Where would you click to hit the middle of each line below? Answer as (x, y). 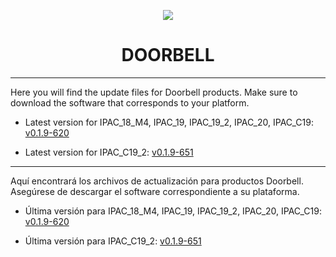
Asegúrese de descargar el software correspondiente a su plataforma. (155, 191)
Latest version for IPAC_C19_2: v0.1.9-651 (109, 152)
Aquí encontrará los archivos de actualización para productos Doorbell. (157, 181)
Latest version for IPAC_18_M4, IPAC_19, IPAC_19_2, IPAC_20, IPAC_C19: (169, 122)
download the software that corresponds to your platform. (130, 102)
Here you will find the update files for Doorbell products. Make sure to (154, 92)
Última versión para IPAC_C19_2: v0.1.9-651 (113, 241)
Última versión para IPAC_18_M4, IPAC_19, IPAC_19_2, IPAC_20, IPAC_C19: (173, 211)
